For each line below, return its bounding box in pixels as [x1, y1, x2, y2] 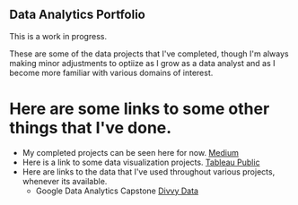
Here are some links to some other [9, 98, 270, 119]
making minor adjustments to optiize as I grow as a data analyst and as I [9, 57, 276, 68]
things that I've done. [9, 118, 172, 138]
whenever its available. [22, 175, 108, 186]
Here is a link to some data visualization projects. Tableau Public [22, 157, 260, 167]
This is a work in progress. [9, 30, 108, 41]
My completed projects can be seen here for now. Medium [22, 147, 240, 158]
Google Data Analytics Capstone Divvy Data [35, 185, 199, 196]
